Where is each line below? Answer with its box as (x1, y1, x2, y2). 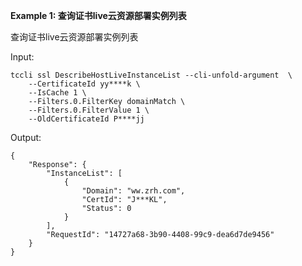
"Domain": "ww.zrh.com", (81, 186, 186, 196)
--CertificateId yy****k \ (28, 79, 141, 89)
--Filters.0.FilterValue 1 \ (28, 105, 150, 115)
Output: (10, 132, 42, 143)
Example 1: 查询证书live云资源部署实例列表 (10, 10, 187, 21)
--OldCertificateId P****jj (28, 114, 145, 124)
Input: (10, 51, 35, 63)
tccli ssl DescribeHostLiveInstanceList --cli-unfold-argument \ (10, 70, 293, 80)
